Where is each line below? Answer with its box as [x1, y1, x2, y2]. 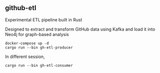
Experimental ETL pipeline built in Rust [5, 17, 82, 22]
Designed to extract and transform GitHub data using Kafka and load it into [5, 26, 155, 32]
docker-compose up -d [5, 41, 49, 46]
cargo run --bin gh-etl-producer [5, 45, 73, 50]
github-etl [5, 4, 37, 12]
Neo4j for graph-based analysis [5, 31, 69, 37]
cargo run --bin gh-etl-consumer [5, 63, 73, 68]
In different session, [5, 54, 45, 59]
